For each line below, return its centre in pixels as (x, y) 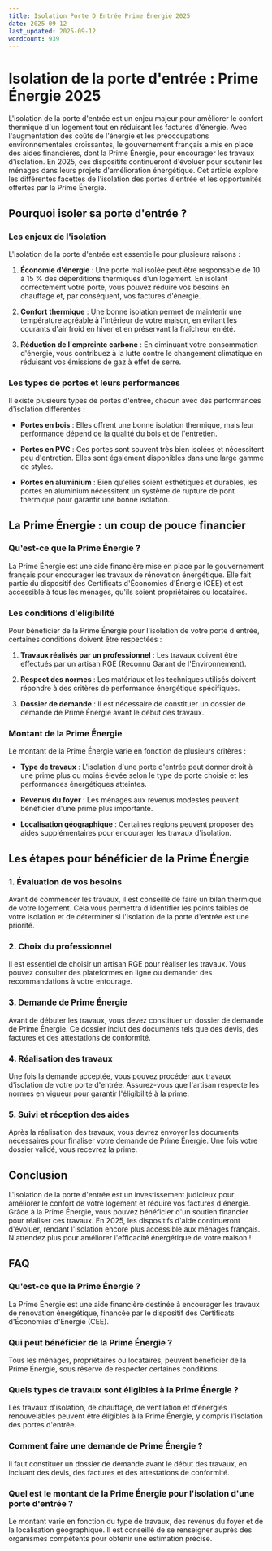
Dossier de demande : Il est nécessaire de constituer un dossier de (133, 704)
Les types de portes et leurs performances (95, 383)
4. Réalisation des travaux (60, 1058)
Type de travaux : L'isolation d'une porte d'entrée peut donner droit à (136, 767)
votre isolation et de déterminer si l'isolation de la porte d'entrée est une (129, 917)
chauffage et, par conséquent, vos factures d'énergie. (110, 295)
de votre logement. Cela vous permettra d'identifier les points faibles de (129, 908)
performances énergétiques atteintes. (83, 784)
